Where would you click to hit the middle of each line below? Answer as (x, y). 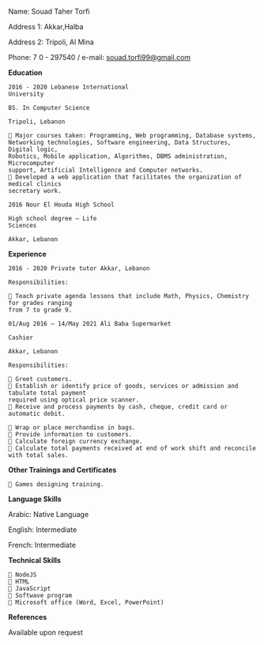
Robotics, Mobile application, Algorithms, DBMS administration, (118, 157)
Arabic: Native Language (49, 514)
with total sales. (38, 455)
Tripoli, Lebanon (37, 122)
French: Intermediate (42, 545)
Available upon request (45, 632)
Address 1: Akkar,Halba (46, 26)
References (28, 617)
